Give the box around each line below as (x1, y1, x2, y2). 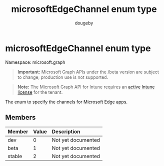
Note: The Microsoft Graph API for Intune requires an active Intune (17, 84, 155, 90)
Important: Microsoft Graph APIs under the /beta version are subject (17, 69, 159, 75)
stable (7, 153, 22, 160)
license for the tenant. (17, 89, 63, 95)
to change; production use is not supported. (17, 74, 108, 80)
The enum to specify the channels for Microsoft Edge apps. (5, 99, 128, 105)
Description (51, 128, 80, 135)
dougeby (74, 20, 93, 26)
